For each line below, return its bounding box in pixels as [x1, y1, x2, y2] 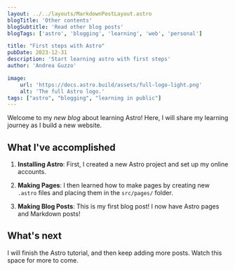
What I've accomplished [7, 141, 116, 153]
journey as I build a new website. [7, 121, 102, 130]
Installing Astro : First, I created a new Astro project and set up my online [17, 160, 229, 168]
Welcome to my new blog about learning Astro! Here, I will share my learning [7, 114, 229, 122]
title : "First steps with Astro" [7, 43, 105, 50]
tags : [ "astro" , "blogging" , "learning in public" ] [7, 94, 161, 102]
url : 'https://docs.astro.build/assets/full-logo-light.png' [20, 81, 202, 88]
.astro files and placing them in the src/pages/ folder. [17, 189, 173, 197]
